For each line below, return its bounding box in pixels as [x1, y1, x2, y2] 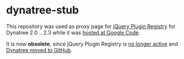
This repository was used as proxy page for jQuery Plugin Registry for [6, 23, 176, 30]
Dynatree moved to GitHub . [6, 46, 73, 53]
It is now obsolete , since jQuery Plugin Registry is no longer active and [6, 40, 178, 47]
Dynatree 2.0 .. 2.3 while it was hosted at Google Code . [6, 29, 140, 36]
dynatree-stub [6, 4, 79, 17]
